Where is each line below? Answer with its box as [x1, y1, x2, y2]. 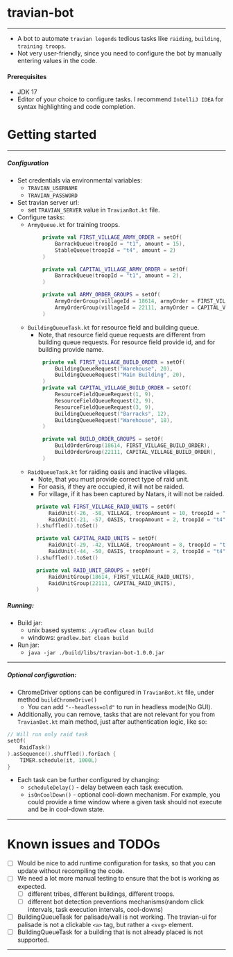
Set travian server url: [17, 198, 80, 207]
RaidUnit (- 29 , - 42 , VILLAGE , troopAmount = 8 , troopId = [48, 541, 217, 549]
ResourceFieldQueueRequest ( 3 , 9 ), [54, 404, 155, 411]
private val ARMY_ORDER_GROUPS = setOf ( [42, 291, 161, 298]
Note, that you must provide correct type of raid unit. [37, 475, 189, 483]
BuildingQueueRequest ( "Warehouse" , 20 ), [54, 365, 173, 372]
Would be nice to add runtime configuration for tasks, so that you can [17, 859, 216, 867]
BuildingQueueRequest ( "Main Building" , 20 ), [54, 371, 186, 379]
